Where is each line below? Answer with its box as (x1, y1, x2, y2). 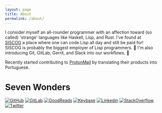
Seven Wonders (5, 81, 71, 93)
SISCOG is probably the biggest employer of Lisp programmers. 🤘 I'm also (5, 45, 153, 51)
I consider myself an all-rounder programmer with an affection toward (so (5, 30, 152, 35)
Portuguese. (5, 65, 30, 70)
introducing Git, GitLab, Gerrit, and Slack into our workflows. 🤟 (5, 50, 130, 56)
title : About (5, 12, 32, 16)
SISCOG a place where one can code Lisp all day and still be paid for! (5, 40, 144, 46)
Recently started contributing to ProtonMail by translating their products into (5, 59, 158, 65)
